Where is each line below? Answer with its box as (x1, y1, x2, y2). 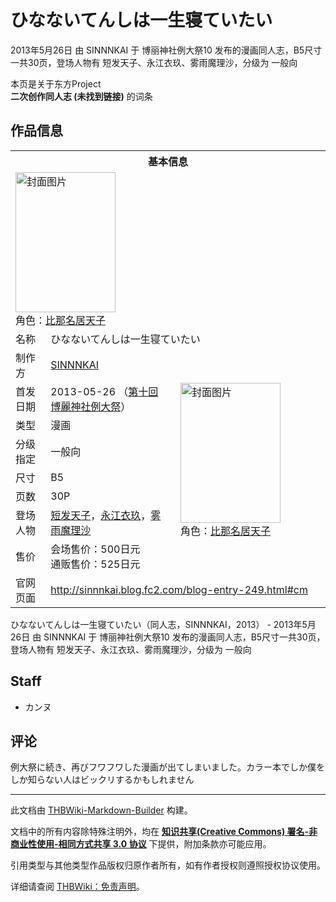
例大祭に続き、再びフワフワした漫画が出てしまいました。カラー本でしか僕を (10, 761, 326, 773)
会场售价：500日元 (50, 542, 141, 556)
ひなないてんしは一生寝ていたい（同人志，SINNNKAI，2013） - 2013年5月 (10, 618, 317, 630)
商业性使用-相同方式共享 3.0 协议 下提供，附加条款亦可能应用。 (10, 838, 272, 850)
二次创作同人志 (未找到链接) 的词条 (10, 90, 153, 102)
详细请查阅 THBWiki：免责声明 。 (10, 881, 145, 893)
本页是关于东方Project (10, 77, 102, 90)
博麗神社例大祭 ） (50, 399, 132, 413)
